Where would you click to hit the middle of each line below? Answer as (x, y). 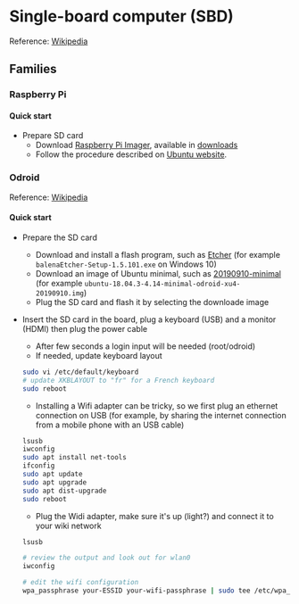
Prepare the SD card (60, 237)
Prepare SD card (53, 136)
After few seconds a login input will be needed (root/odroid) (145, 346)
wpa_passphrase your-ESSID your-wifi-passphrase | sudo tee (136, 591)
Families (33, 69)
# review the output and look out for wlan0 (106, 558)
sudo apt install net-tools (74, 458)
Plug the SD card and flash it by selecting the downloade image (152, 302)
